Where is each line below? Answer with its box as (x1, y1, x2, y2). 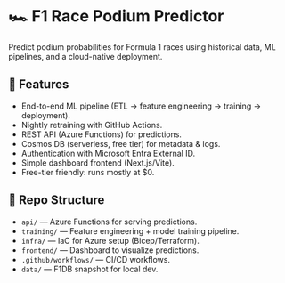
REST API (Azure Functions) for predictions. (20, 129, 182, 140)
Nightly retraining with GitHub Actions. (20, 119, 163, 130)
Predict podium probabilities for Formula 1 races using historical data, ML (8, 41, 277, 53)
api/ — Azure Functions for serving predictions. (20, 216, 198, 227)
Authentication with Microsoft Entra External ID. (20, 148, 196, 158)
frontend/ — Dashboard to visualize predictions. (20, 245, 199, 255)
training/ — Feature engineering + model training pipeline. (20, 225, 240, 236)
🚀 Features (8, 77, 69, 93)
